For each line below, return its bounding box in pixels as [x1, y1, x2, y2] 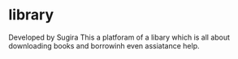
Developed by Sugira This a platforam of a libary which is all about [8, 32, 230, 42]
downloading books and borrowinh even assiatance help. [8, 40, 201, 50]
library [8, 6, 54, 24]
